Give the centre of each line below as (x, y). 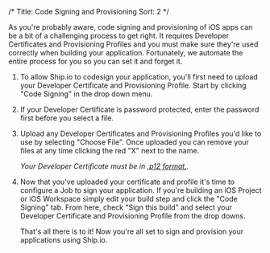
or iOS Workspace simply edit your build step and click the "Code (129, 199)
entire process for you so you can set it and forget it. (96, 61)
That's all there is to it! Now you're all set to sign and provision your (132, 231)
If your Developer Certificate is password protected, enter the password (139, 109)
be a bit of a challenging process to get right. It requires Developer (119, 36)
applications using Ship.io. (64, 240)
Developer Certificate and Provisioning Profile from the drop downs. (133, 216)
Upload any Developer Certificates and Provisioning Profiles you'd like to (141, 133)
